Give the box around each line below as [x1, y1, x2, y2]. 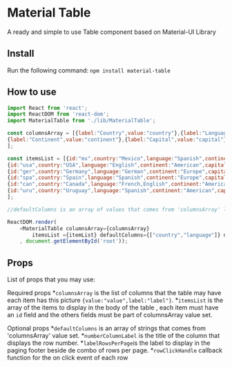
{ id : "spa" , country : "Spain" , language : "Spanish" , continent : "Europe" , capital [7, 174, 227, 181]
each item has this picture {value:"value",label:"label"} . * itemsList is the [7, 296, 224, 305]
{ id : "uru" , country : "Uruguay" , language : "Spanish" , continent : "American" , [7, 187, 217, 194]
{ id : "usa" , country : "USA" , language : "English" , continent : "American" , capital [7, 161, 227, 169]
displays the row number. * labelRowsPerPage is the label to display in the [7, 339, 211, 347]
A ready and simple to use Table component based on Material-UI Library [7, 28, 216, 36]
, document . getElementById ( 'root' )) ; [19, 238, 128, 245]
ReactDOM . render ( [7, 218, 57, 225]
